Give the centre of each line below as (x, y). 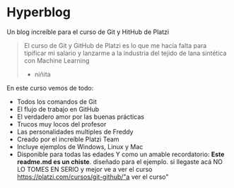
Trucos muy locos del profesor (62, 124)
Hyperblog (39, 12)
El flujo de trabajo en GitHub (58, 109)
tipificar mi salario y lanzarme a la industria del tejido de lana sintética (125, 53)
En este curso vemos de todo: (50, 88)
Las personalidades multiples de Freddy (75, 131)
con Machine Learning (57, 60)
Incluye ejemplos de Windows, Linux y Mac (80, 146)
